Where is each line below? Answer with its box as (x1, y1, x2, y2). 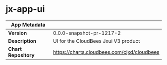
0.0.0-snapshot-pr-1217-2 (53, 30, 121, 36)
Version (8, 30, 27, 36)
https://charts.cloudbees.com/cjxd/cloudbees (53, 48, 160, 55)
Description (8, 37, 37, 44)
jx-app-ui (5, 3, 45, 15)
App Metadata (11, 21, 46, 28)
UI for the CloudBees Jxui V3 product (53, 37, 140, 44)
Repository (8, 52, 35, 59)
